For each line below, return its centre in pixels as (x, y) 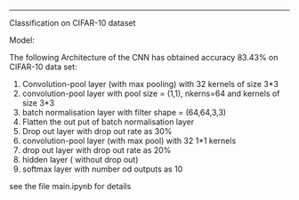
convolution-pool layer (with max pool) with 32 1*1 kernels (129, 140)
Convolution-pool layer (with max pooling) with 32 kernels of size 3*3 (150, 84)
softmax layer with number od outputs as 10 (102, 169)
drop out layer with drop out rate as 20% (97, 150)
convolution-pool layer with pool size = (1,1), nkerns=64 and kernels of (151, 93)
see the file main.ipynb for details (70, 186)
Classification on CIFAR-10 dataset (73, 23)
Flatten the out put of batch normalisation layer (108, 122)
